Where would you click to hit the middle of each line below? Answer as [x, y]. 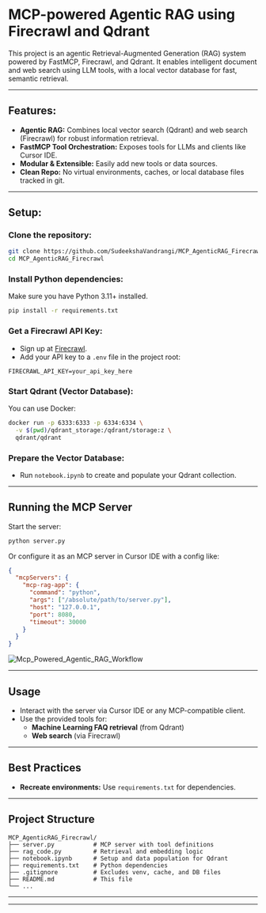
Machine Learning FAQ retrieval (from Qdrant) [108, 727]
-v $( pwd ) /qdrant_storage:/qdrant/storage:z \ [93, 430]
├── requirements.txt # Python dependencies [88, 865]
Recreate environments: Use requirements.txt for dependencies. [127, 787]
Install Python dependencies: [66, 279]
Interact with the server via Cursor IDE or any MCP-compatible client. [132, 710]
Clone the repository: [50, 235]
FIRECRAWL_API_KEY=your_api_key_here [70, 371]
